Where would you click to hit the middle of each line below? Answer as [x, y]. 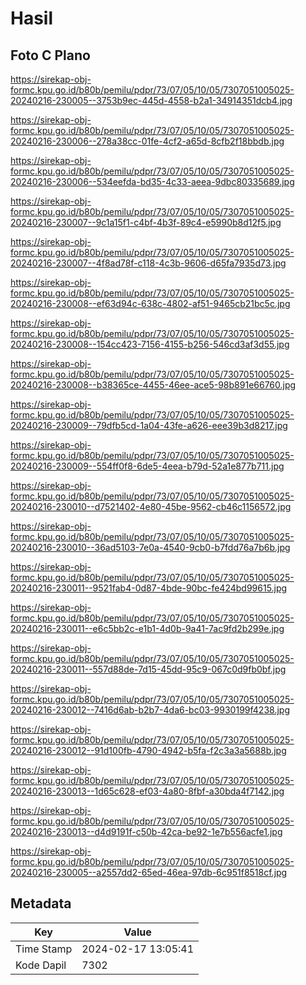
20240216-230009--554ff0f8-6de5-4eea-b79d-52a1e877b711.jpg [147, 466]
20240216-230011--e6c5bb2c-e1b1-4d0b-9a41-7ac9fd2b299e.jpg [147, 628]
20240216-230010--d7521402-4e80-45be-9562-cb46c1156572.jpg [151, 506]
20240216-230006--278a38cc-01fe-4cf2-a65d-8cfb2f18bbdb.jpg [147, 141]
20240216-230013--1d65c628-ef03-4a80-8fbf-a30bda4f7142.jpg [147, 791]
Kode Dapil [41, 965]
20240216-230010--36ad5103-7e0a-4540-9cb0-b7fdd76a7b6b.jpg [150, 547]
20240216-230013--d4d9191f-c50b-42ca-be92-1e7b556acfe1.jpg [146, 831]
